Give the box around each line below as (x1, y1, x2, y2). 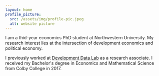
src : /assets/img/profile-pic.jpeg (9, 16, 84, 21)
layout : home (5, 7, 32, 12)
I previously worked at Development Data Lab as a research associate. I (5, 55, 152, 61)
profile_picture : (5, 12, 41, 17)
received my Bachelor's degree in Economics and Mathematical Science (5, 60, 154, 66)
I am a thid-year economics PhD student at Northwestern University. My (5, 35, 154, 41)
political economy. (5, 45, 43, 51)
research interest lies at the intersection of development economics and (5, 40, 153, 46)
